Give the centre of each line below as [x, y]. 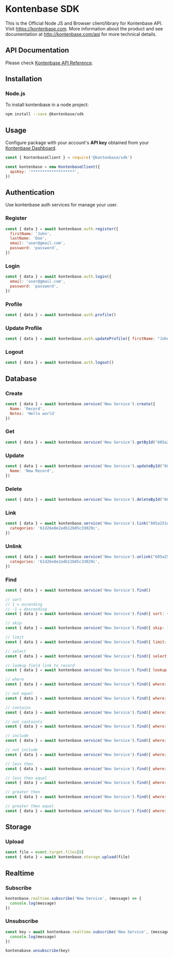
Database [21, 379]
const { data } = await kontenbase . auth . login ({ [58, 277]
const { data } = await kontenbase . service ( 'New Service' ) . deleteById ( [84, 499]
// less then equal [26, 778]
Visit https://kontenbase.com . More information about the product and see [84, 28]
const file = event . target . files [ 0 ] [45, 852]
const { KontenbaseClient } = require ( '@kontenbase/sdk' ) [69, 158]
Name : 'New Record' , [32, 471]
